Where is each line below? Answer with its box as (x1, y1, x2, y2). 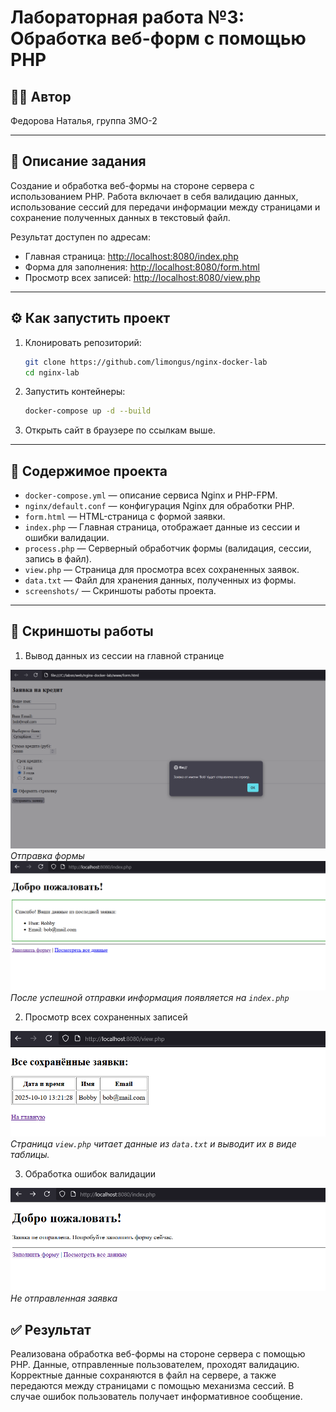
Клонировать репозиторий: (24, 336, 142, 348)
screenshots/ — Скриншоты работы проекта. (24, 585, 217, 597)
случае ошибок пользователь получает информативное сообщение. (10, 1391, 303, 1403)
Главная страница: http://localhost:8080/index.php (24, 250, 239, 262)
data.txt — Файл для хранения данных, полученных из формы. (24, 574, 297, 586)
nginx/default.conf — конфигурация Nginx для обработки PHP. (24, 500, 295, 512)
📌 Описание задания (10, 153, 147, 170)
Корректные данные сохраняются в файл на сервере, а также (10, 1369, 277, 1381)
